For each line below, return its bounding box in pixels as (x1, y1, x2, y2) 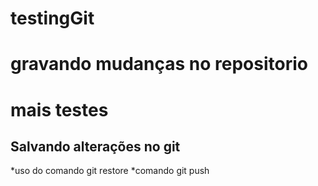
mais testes (10, 98, 109, 121)
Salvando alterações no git (10, 138, 181, 155)
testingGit (10, 7, 95, 30)
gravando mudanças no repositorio (10, 53, 308, 76)
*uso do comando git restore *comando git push (10, 165, 210, 177)
